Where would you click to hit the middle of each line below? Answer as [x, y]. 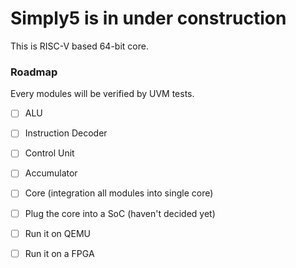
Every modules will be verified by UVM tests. [102, 94]
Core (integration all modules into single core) [119, 193]
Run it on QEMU [57, 233]
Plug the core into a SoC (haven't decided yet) [120, 213]
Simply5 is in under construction [148, 18]
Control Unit [49, 153]
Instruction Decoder [66, 133]
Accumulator [51, 173]
